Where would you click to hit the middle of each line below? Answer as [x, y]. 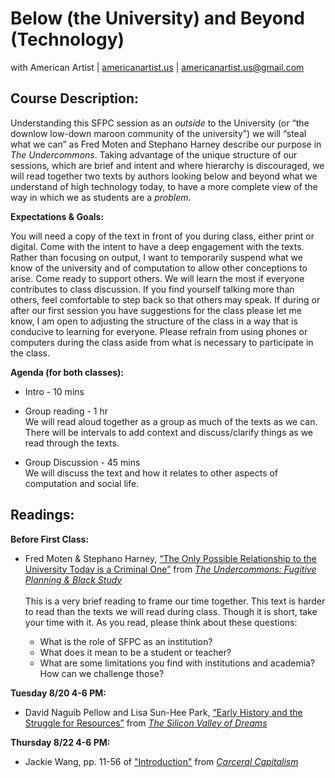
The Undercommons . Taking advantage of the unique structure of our [154, 154]
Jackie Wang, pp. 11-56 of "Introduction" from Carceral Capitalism [161, 761]
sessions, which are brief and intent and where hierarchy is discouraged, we [167, 165]
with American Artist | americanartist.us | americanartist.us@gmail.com [157, 67]
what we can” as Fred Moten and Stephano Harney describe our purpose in [166, 144]
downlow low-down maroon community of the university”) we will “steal [158, 133]
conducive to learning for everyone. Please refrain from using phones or [159, 331]
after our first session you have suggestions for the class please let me [156, 310]
